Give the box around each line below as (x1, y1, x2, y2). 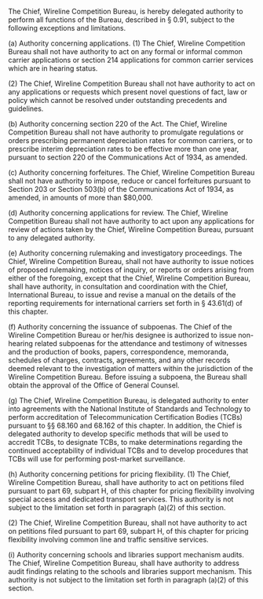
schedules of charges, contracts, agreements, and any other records (8, 355, 231, 365)
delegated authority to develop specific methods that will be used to (8, 429, 229, 439)
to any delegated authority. (8, 233, 96, 242)
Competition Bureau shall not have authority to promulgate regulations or (8, 127, 244, 137)
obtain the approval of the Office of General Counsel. (8, 380, 180, 390)
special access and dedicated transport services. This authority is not (8, 494, 234, 504)
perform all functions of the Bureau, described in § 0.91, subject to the (8, 15, 236, 24)
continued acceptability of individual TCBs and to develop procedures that (8, 446, 249, 455)
